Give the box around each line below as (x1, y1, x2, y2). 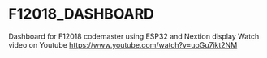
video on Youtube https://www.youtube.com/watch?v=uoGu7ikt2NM (8, 39, 238, 49)
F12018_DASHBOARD (8, 5, 154, 23)
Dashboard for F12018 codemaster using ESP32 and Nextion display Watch (8, 31, 260, 41)
